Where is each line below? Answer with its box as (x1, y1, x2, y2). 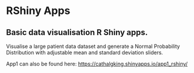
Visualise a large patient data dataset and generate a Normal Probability (6, 43, 180, 50)
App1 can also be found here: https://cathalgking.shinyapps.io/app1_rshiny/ (6, 60, 188, 67)
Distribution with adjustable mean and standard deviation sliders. (6, 49, 163, 56)
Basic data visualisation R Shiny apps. (6, 27, 148, 37)
